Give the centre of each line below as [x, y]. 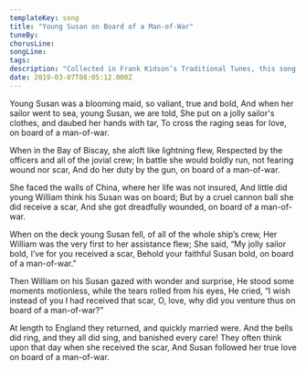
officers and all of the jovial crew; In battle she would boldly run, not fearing [152, 160]
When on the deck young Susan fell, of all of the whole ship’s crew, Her [143, 234]
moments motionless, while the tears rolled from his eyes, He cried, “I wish [150, 291]
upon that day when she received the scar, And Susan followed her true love [153, 347]
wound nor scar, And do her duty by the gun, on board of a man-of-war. [145, 169]
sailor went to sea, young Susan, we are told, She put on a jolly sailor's [142, 113]
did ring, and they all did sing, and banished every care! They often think [146, 337]
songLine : [28, 52]
